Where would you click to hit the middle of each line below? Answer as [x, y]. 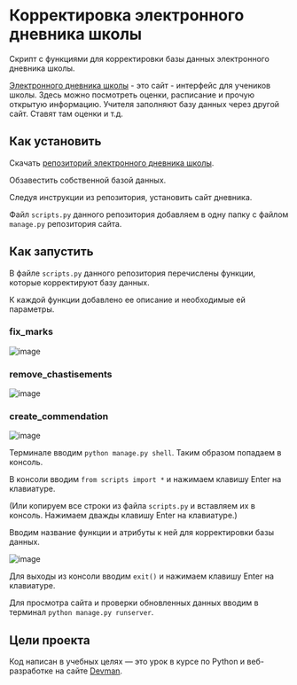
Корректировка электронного [127, 16]
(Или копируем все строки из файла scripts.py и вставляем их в [132, 506]
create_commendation [59, 416]
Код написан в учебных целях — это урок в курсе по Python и [127, 662]
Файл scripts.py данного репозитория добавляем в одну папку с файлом [149, 214]
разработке [31, 671]
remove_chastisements [61, 374]
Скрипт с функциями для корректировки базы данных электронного [140, 58]
